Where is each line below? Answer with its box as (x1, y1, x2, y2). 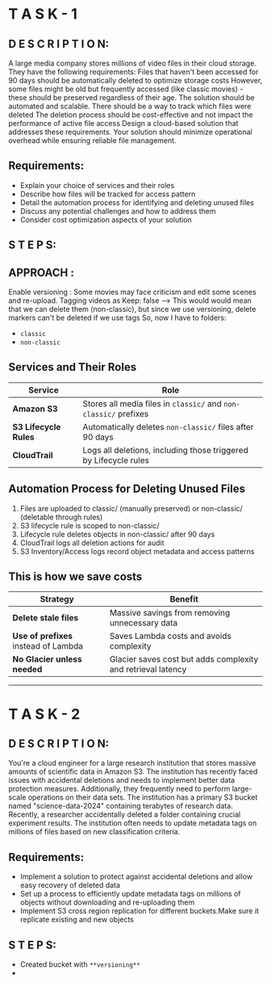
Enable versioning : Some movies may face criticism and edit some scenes (8, 288, 256, 297)
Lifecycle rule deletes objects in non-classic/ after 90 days (19, 529, 215, 539)
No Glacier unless (12, 653, 82, 665)
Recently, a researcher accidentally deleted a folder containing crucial (8, 809, 241, 820)
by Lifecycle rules (82, 454, 149, 465)
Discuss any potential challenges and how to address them (19, 206, 216, 216)
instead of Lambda (12, 641, 83, 652)
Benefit (169, 594, 199, 605)
